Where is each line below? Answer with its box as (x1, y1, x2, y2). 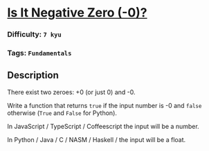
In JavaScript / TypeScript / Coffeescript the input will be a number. (7, 122, 199, 130)
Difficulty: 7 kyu (7, 30, 62, 39)
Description (7, 69, 59, 81)
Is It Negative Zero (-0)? (7, 5, 147, 21)
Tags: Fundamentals (7, 48, 72, 58)
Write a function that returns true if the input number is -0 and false (7, 101, 202, 109)
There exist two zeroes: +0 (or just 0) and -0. (7, 88, 136, 96)
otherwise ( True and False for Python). (7, 109, 118, 117)
